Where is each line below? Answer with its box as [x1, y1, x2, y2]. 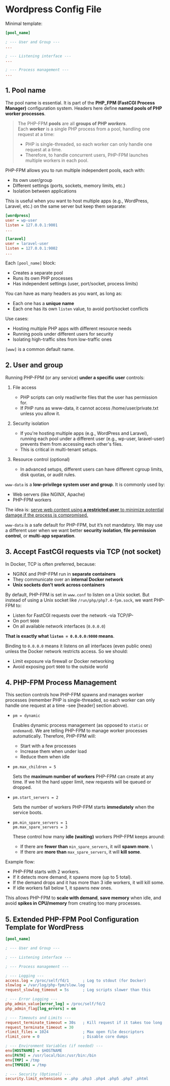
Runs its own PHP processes [12, 275, 73, 281]
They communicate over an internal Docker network [12, 576, 123, 582]
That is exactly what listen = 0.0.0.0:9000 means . [5, 633, 115, 639]
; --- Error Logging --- [5, 997, 58, 1002]
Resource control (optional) [12, 456, 70, 462]
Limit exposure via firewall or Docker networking [12, 658, 114, 664]
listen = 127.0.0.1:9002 [5, 246, 58, 251]
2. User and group [5, 361, 63, 370]
